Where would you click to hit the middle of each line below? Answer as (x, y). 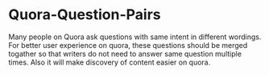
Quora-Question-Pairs (85, 15)
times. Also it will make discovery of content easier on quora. (110, 62)
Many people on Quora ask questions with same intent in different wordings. (135, 37)
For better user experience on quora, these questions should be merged (128, 45)
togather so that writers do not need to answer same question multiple (125, 53)
